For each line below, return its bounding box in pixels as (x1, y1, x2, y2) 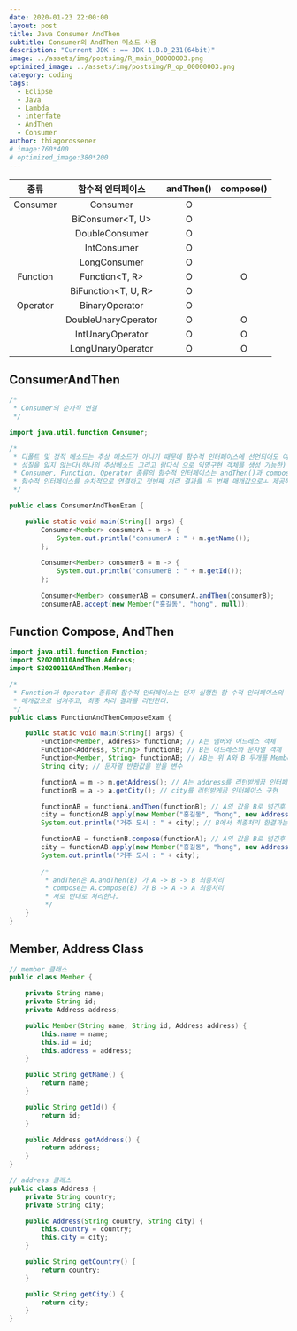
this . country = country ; (41, 1225, 133, 1234)
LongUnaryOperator (69, 342, 154, 354)
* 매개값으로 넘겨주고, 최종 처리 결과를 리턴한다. (12, 696, 171, 705)
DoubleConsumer (74, 227, 148, 239)
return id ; (41, 1110, 81, 1120)
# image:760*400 (9, 144, 69, 153)
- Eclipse (17, 87, 53, 96)
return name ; (41, 1079, 89, 1087)
